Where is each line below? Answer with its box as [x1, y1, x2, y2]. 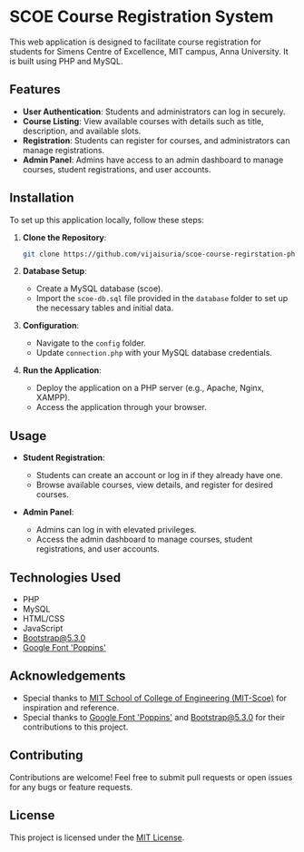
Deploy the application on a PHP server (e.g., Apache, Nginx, [35, 383, 265, 394]
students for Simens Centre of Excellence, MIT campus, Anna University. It [9, 45, 289, 56]
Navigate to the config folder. [35, 338, 147, 348]
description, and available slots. [22, 125, 142, 136]
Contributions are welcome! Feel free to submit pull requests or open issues [9, 771, 293, 782]
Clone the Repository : [22, 231, 107, 242]
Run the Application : [22, 365, 102, 376]
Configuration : [22, 320, 80, 331]
